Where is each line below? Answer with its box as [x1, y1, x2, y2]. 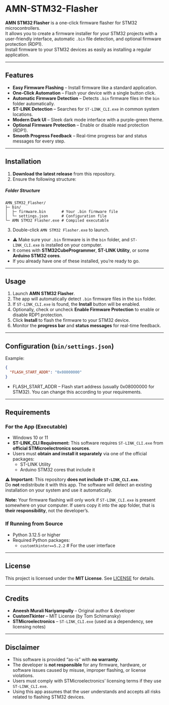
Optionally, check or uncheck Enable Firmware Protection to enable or [12, 307, 160, 313]
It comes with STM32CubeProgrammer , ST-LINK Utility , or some [12, 247, 149, 253]
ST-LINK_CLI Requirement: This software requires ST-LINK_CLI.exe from [12, 440, 163, 446]
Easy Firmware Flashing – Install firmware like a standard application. [12, 84, 157, 91]
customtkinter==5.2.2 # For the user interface [20, 542, 116, 548]
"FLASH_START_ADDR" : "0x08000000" [10, 370, 82, 375]
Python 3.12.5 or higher [12, 532, 61, 538]
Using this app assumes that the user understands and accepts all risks [12, 688, 161, 695]
